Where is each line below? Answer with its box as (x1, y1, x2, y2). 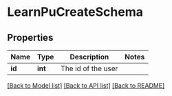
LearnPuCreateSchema (7, 4, 143, 20)
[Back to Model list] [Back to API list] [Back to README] (7, 81, 165, 90)
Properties (7, 32, 54, 44)
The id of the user (61, 64, 118, 73)
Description (69, 52, 109, 61)
